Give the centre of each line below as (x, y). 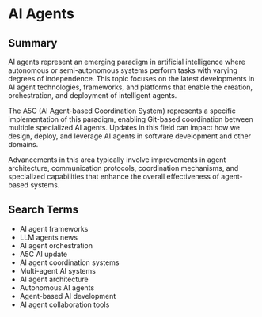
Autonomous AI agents (57, 287)
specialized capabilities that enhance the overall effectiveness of (114, 176)
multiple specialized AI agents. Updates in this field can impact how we (124, 128)
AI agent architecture (54, 279)
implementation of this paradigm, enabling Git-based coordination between (131, 119)
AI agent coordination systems (69, 262)
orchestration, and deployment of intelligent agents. (93, 95)
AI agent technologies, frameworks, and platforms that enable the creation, (131, 87)
